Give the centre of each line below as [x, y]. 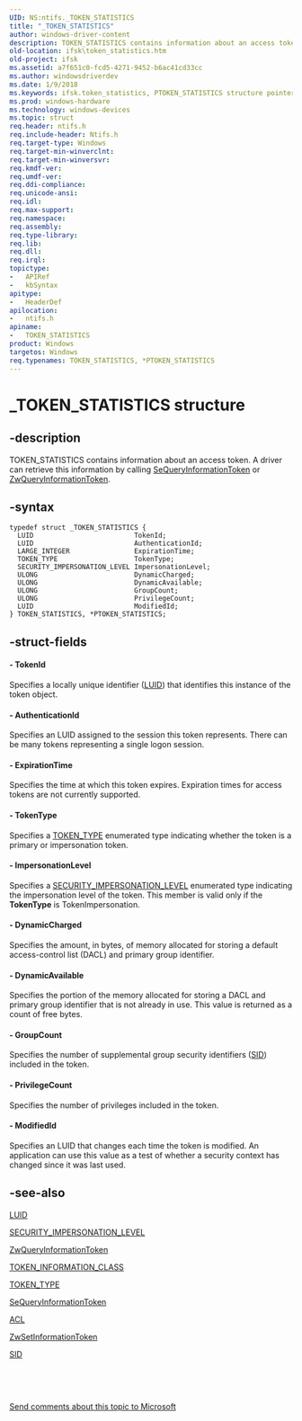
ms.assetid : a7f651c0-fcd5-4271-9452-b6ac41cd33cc [106, 68]
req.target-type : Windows [58, 143]
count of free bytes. [46, 1014]
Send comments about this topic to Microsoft [93, 1406]
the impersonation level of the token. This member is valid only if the [136, 895]
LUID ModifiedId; [98, 607]
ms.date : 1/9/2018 [44, 85]
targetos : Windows [44, 352]
